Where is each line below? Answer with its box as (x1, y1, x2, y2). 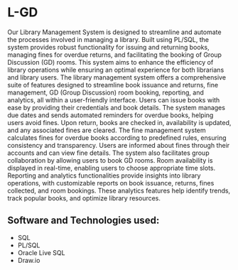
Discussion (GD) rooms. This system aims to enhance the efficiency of (7, 58, 214, 66)
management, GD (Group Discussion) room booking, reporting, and (7, 88, 205, 97)
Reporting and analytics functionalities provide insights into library (7, 171, 201, 180)
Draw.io (17, 256, 40, 264)
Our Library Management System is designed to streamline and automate (7, 28, 222, 36)
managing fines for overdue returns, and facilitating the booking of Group (7, 50, 222, 59)
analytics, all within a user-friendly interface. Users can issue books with (7, 95, 220, 104)
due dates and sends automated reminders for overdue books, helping (7, 111, 214, 119)
